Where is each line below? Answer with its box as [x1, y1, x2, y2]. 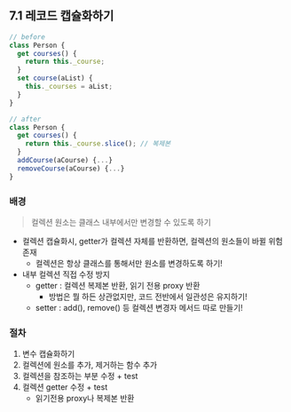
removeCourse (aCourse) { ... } [17, 163, 125, 173]
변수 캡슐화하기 [21, 349, 75, 360]
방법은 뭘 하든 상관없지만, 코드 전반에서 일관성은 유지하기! [48, 291, 248, 302]
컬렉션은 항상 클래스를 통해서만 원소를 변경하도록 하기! [35, 257, 224, 268]
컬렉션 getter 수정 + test [21, 382, 108, 392]
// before [9, 32, 46, 42]
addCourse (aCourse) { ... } [17, 156, 114, 165]
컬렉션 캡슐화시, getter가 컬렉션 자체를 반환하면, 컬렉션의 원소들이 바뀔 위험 [21, 235, 283, 246]
